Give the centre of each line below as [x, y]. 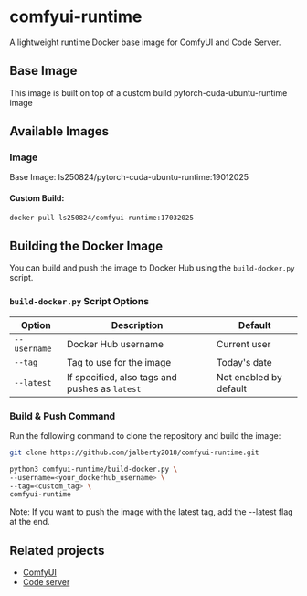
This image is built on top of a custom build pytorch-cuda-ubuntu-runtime [148, 92]
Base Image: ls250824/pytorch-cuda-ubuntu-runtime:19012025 [129, 177]
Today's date [244, 362]
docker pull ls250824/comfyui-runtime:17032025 [102, 218]
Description [137, 325]
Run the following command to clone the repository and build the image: [145, 435]
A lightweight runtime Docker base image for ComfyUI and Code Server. [145, 42]
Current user [243, 344]
